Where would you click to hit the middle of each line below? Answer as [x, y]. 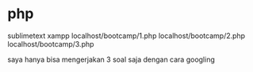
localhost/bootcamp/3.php [51, 44]
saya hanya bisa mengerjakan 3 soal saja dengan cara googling [111, 59]
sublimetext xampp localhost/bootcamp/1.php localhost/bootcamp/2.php [126, 36]
